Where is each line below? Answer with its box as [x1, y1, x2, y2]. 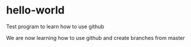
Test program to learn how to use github [6, 23, 105, 30]
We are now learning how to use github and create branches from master [6, 34, 185, 41]
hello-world [6, 4, 65, 17]
